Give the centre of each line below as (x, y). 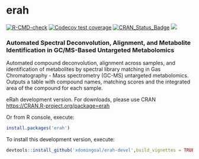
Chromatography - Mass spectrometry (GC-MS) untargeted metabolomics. (97, 76)
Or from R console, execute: (40, 117)
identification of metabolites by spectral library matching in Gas (84, 69)
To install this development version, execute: (60, 139)
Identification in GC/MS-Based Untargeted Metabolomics (90, 50)
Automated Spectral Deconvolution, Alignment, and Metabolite (99, 43)
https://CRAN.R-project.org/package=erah (58, 106)
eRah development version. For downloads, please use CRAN (81, 100)
